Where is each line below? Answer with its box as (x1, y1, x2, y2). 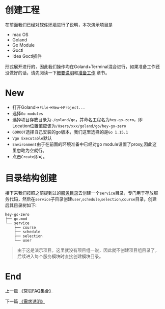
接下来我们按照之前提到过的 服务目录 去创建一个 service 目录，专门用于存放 (5, 190, 154, 196)
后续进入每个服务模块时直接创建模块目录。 (17, 253, 104, 259)
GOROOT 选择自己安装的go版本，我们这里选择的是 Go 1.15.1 (12, 129, 129, 135)
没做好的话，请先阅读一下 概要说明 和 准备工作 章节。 (5, 69, 110, 75)
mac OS (12, 32, 28, 37)
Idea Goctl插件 (12, 53, 42, 59)
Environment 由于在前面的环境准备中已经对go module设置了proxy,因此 (12, 141, 153, 147)
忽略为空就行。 (16, 147, 47, 153)
